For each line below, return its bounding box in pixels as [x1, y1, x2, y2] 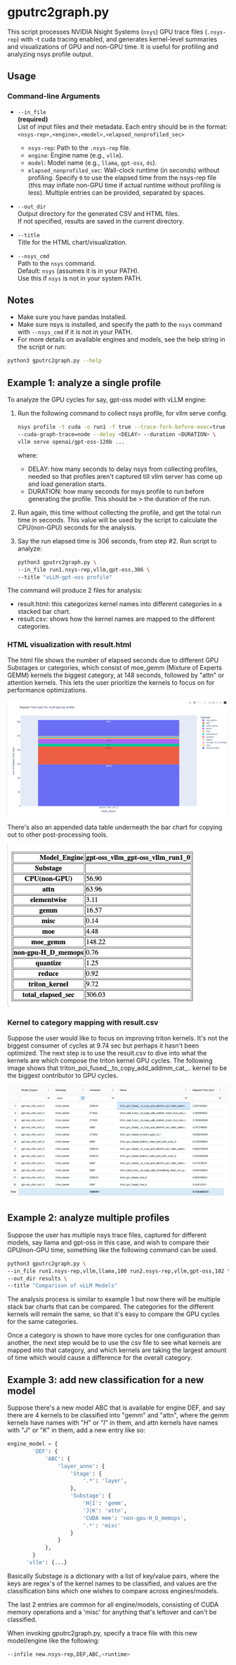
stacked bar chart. [17, 607, 71, 616]
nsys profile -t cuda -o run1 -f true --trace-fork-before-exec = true [17, 423, 226, 431]
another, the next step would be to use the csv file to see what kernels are [7, 1339, 221, 1347]
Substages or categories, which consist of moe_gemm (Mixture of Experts [7, 663, 223, 671]
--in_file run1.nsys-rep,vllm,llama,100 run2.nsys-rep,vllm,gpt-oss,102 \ [7, 1267, 231, 1275]
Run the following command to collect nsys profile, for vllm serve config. [17, 409, 228, 418]
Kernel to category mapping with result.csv [7, 1017, 159, 1027]
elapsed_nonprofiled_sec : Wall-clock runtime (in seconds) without [27, 166, 220, 174]
